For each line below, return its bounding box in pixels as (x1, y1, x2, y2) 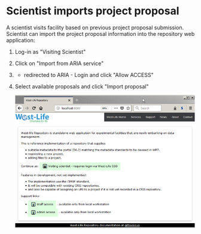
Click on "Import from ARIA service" (14, 60, 104, 67)
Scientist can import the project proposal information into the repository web (6, 30, 195, 37)
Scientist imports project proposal (6, 4, 179, 18)
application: (6, 36, 35, 44)
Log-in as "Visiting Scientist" (14, 48, 86, 55)
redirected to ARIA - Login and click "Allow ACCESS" (23, 71, 154, 78)
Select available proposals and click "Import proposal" (14, 82, 149, 90)
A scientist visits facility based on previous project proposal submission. (6, 24, 184, 31)
